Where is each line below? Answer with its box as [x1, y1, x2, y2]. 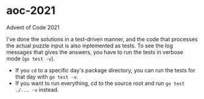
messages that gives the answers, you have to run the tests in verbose [6, 48, 184, 55]
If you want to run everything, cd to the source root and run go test [15, 80, 185, 87]
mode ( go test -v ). [6, 55, 55, 62]
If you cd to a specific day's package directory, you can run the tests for [15, 66, 196, 73]
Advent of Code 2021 [6, 24, 60, 31]
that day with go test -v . [15, 73, 79, 80]
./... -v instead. [15, 86, 59, 93]
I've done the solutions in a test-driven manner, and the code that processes [6, 35, 198, 43]
